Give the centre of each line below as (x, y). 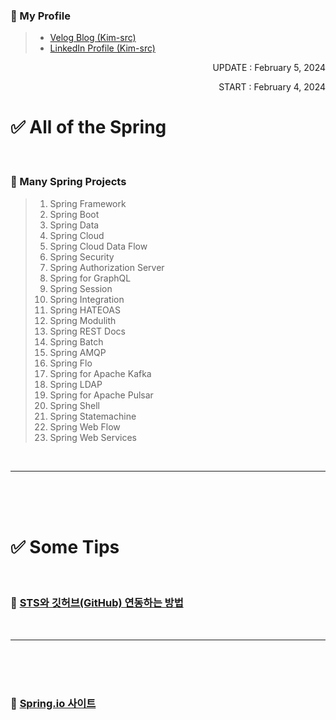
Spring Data (74, 225)
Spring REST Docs (87, 331)
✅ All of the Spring (88, 127)
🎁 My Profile (40, 16)
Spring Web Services (93, 437)
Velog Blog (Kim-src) (93, 38)
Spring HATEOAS (85, 310)
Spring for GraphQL (90, 278)
